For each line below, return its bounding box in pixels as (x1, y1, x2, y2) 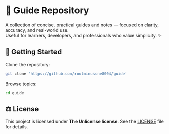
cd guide (5, 90, 24, 95)
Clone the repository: (5, 61, 50, 67)
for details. (5, 124, 28, 130)
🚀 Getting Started (5, 48, 62, 56)
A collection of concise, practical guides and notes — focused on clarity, (5, 22, 159, 28)
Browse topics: (5, 81, 37, 87)
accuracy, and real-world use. (5, 27, 69, 33)
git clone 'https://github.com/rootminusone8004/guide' (5, 71, 127, 76)
